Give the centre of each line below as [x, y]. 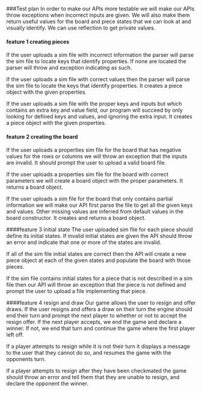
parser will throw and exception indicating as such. [69, 68]
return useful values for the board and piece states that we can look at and [99, 21]
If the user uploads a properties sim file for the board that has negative [94, 150]
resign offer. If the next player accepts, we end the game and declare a [94, 322]
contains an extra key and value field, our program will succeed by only [95, 110]
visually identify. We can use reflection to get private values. [81, 28]
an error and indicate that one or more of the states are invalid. [84, 242]
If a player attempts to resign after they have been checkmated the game [96, 371]
